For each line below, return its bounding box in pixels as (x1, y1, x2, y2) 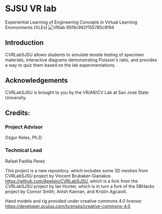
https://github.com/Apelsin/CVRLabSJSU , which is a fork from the (5, 178, 138, 184)
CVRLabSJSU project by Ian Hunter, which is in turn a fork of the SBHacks (5, 183, 155, 189)
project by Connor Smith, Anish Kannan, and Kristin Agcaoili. (5, 188, 127, 194)
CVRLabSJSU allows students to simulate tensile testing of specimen (5, 52, 144, 57)
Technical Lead (5, 147, 43, 154)
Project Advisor (5, 123, 43, 130)
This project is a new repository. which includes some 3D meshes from (5, 167, 148, 173)
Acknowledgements (5, 77, 68, 85)
